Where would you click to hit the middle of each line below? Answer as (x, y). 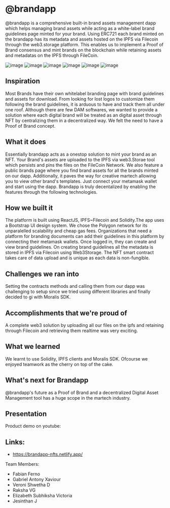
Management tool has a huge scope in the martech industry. (68, 398)
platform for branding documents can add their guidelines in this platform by (85, 236)
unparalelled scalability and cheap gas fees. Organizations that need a (78, 231)
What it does (26, 142)
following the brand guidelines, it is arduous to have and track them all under (85, 104)
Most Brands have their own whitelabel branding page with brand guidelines (85, 93)
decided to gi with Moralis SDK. (38, 297)
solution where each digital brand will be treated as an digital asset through (83, 115)
